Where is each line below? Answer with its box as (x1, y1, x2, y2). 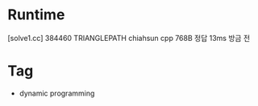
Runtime (7, 6, 65, 24)
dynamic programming (19, 88, 95, 98)
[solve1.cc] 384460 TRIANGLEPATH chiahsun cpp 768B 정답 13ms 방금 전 (7, 33, 251, 43)
